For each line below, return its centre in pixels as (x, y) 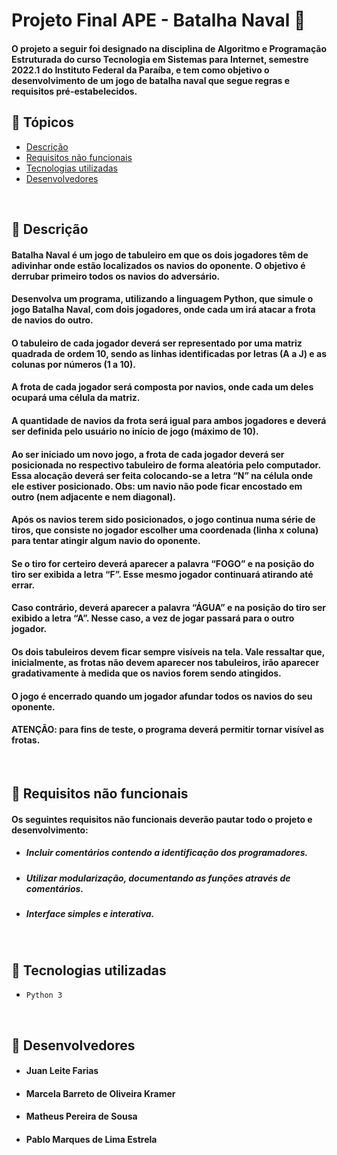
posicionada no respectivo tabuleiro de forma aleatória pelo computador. (166, 465)
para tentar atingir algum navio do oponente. (106, 541)
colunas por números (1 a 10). (73, 364)
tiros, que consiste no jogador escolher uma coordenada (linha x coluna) (165, 530)
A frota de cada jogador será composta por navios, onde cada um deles (162, 387)
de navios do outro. (52, 320)
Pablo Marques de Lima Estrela (91, 1139)
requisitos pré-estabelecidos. (74, 91)
